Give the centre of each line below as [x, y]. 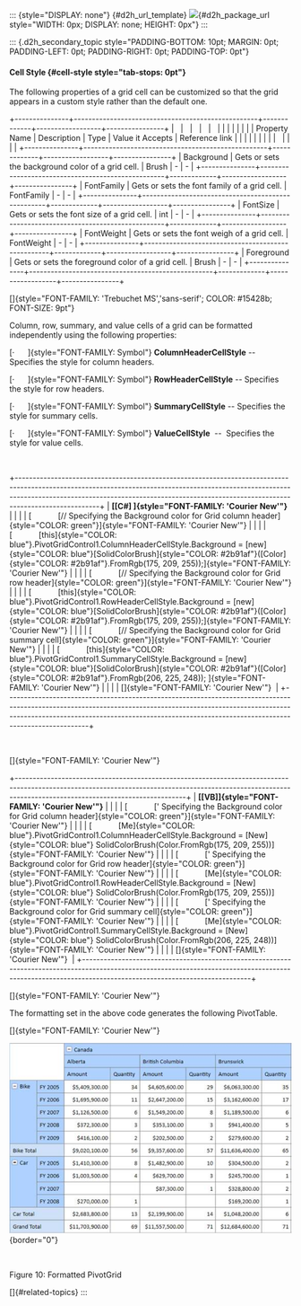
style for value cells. [46, 443]
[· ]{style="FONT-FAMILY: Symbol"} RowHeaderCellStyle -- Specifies [144, 379]
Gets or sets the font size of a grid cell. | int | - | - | [102, 215]
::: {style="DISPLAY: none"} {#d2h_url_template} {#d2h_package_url [140, 15]
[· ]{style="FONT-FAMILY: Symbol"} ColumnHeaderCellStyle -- [133, 353]
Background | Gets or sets [232, 157]
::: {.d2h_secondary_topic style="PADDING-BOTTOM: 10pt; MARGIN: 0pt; [144, 42]
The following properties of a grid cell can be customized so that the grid [144, 92]
